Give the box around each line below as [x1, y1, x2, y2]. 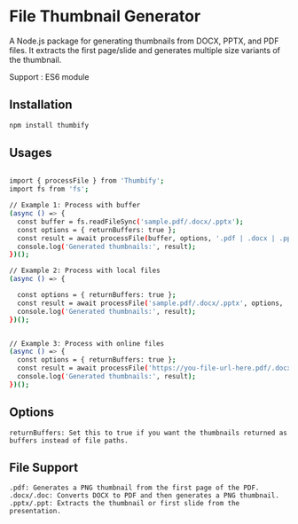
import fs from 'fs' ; [9, 184, 90, 194]
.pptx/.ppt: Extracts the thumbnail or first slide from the [9, 499, 240, 508]
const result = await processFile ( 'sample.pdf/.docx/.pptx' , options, [17, 299, 284, 308]
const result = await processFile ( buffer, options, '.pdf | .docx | [17, 233, 276, 243]
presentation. [9, 507, 62, 516]
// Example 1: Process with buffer [9, 201, 141, 210]
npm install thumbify [9, 121, 90, 129]
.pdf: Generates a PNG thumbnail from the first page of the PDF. [9, 483, 260, 493]
